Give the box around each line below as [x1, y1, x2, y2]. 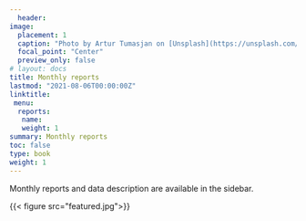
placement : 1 [17, 30, 67, 39]
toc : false [9, 141, 51, 150]
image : [9, 22, 35, 31]
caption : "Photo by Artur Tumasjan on [17, 38, 166, 48]
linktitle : [9, 89, 51, 99]
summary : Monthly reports [9, 132, 107, 142]
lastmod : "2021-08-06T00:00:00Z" [9, 81, 137, 90]
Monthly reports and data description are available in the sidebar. [9, 183, 254, 194]
